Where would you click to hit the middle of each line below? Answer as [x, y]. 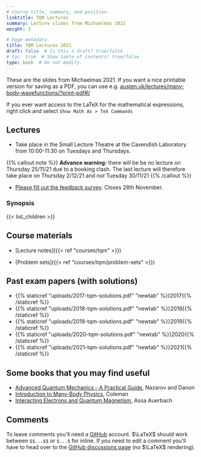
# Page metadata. [28, 40]
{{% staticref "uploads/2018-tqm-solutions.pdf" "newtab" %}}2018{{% [104, 309]
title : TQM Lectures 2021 [39, 46]
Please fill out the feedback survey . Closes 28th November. [89, 187]
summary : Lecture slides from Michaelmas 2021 [66, 23]
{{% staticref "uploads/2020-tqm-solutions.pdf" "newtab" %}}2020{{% [105, 334]
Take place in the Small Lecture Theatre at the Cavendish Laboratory [100, 145]
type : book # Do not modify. [44, 62]
